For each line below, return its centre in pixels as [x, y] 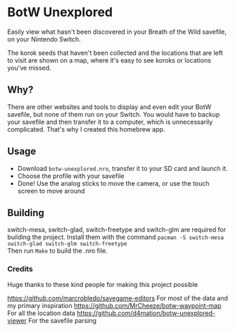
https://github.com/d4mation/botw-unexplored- [146, 313]
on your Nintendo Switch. [44, 39]
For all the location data [42, 313]
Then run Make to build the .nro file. [57, 251]
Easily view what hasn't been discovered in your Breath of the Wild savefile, [117, 32]
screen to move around [51, 191]
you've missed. [29, 68]
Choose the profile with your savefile [71, 176]
